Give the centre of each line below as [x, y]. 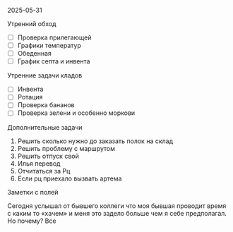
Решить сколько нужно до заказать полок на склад [95, 141]
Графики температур [49, 46]
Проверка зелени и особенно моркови [76, 113]
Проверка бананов [46, 105]
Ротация [30, 97]
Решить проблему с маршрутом [66, 148]
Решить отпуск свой [48, 156]
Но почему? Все [32, 221]
